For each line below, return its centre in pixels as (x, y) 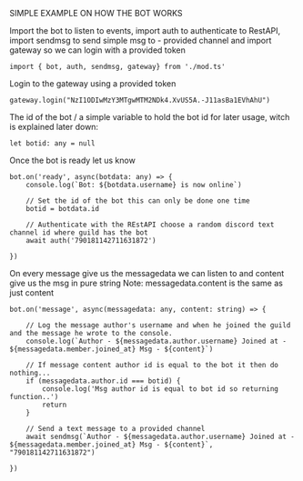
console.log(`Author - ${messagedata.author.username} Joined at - (156, 341)
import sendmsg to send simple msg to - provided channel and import (141, 40)
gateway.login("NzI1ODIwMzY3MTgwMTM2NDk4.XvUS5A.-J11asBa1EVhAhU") (140, 100)
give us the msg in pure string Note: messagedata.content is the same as (146, 283)
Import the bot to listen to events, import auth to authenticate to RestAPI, (145, 30)
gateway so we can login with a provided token (98, 50)
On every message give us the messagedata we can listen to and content (147, 273)
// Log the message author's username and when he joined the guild (158, 326)
